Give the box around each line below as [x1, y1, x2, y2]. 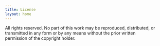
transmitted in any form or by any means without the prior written [5, 30, 136, 36]
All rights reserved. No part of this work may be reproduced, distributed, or [5, 25, 156, 31]
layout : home [5, 12, 32, 16]
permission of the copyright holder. [5, 35, 76, 41]
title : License [5, 7, 36, 12]
